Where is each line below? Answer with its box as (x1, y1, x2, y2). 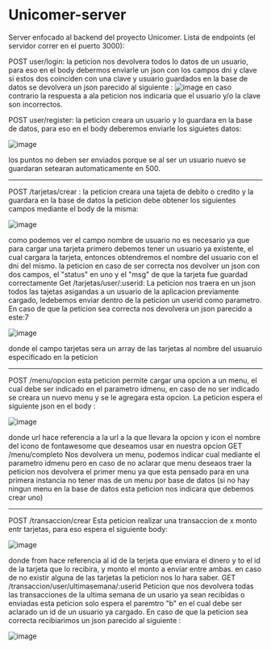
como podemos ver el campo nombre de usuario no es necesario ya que (8, 235, 250, 245)
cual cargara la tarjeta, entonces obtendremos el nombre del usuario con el (8, 252, 259, 262)
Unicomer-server (8, 6, 127, 24)
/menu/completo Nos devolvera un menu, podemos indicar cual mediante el (8, 450, 261, 459)
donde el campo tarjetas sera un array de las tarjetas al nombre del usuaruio (8, 343, 262, 353)
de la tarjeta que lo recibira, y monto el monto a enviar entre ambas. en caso (8, 563, 262, 574)
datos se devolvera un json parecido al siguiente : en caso (8, 82, 232, 92)
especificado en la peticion (8, 352, 98, 362)
